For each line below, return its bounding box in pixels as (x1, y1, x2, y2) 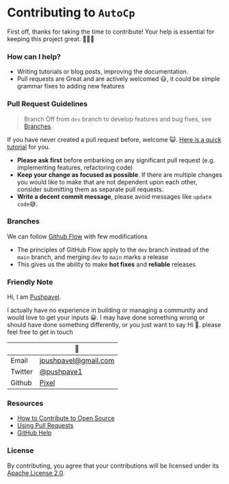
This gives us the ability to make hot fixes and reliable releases (16, 260, 196, 268)
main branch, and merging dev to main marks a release (16, 252, 169, 261)
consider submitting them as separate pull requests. (16, 185, 164, 193)
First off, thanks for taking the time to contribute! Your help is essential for (7, 27, 215, 36)
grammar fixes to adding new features (16, 82, 125, 90)
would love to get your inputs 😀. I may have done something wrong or (7, 313, 205, 322)
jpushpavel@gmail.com (39, 356, 115, 365)
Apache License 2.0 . (7, 468, 65, 477)
